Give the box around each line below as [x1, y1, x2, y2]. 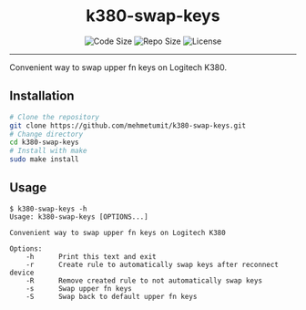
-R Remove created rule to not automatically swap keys [25, 275, 262, 285]
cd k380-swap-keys [9, 138, 79, 147]
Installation [9, 88, 75, 104]
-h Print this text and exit [25, 252, 157, 261]
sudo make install [9, 155, 79, 164]
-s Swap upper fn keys [25, 284, 132, 293]
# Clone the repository [9, 112, 100, 121]
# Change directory [9, 129, 84, 139]
